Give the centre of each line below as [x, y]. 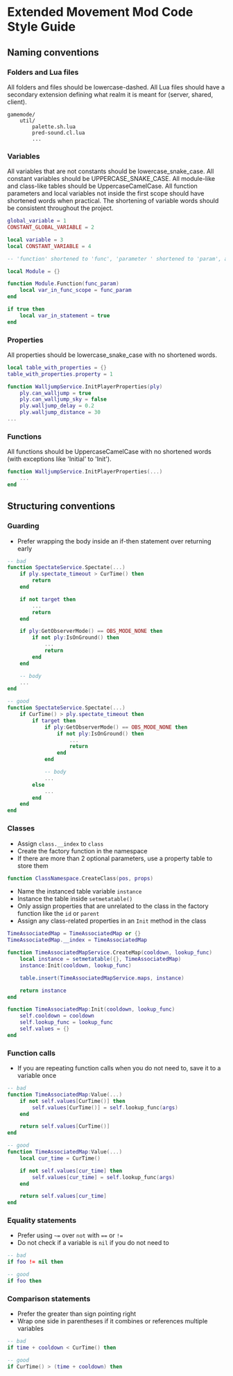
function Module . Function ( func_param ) [63, 284]
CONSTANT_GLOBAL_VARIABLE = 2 [51, 227]
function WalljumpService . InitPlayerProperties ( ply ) [85, 386]
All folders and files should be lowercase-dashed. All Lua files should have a [116, 87]
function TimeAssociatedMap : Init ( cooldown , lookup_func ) [91, 1009]
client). [17, 102]
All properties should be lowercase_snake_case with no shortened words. [112, 355]
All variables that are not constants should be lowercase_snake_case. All [111, 171]
